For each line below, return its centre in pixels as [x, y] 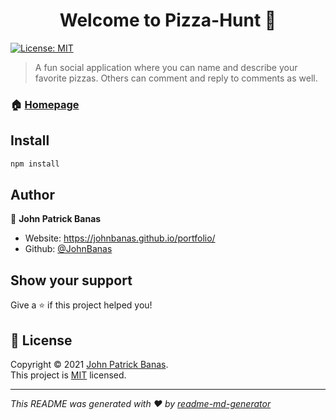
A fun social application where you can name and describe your [166, 67]
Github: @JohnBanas [68, 249]
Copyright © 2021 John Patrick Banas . [89, 364]
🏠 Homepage [45, 104]
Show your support [71, 280]
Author [32, 194]
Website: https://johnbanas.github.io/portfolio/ [120, 238]
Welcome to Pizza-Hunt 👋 [168, 20]
